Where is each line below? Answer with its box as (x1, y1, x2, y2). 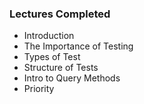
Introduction (23, 30, 75, 42)
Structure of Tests (23, 62, 99, 74)
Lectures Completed (9, 7, 111, 21)
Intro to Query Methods (23, 72, 121, 84)
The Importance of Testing (23, 40, 134, 52)
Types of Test (23, 51, 81, 63)
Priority (23, 83, 55, 95)
